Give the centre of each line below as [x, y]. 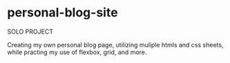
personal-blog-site [63, 13]
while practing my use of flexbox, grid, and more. [77, 52]
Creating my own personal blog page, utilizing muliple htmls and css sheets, [115, 45]
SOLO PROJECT [30, 32]
